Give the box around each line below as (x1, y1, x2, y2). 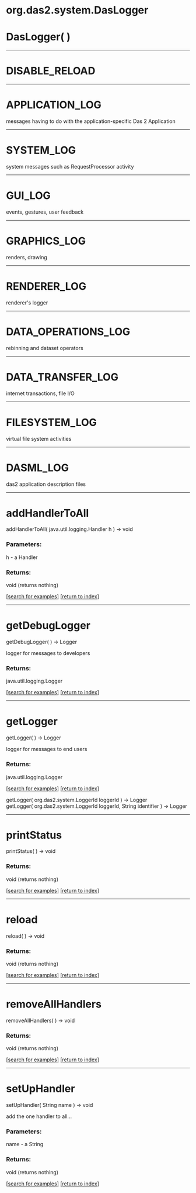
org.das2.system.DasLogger (6, 4, 149, 17)
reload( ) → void (6, 932, 45, 940)
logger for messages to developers (6, 649, 90, 656)
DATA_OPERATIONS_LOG (6, 325, 131, 338)
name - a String (6, 1141, 44, 1148)
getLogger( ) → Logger (6, 734, 61, 741)
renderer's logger (6, 299, 48, 306)
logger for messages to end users (6, 746, 87, 753)
